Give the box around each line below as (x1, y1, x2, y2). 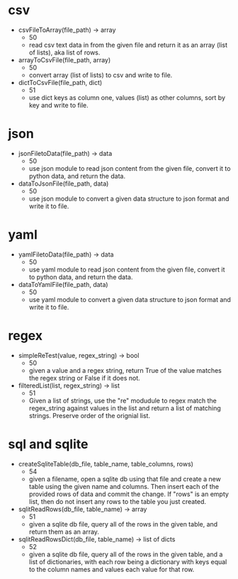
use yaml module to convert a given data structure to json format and (28, 295, 231, 303)
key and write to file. (28, 101, 89, 109)
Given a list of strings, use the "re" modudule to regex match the (28, 396, 217, 405)
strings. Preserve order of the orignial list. (28, 411, 151, 420)
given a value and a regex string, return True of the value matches (28, 366, 222, 374)
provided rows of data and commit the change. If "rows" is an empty (28, 490, 229, 498)
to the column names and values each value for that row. (28, 565, 195, 573)
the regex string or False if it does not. (28, 373, 140, 382)
